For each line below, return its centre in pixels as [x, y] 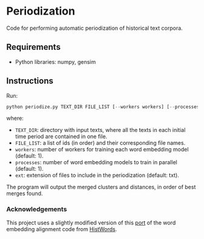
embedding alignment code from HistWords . [62, 229]
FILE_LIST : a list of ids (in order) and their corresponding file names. [100, 143]
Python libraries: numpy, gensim [55, 61]
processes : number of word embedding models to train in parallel [96, 162]
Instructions [30, 81]
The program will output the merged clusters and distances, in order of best [101, 187]
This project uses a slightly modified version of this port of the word [91, 223]
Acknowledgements [37, 209]
